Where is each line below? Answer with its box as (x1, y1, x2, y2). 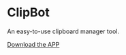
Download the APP (7, 40, 60, 48)
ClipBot (7, 5, 50, 20)
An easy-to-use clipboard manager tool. (7, 27, 119, 35)
